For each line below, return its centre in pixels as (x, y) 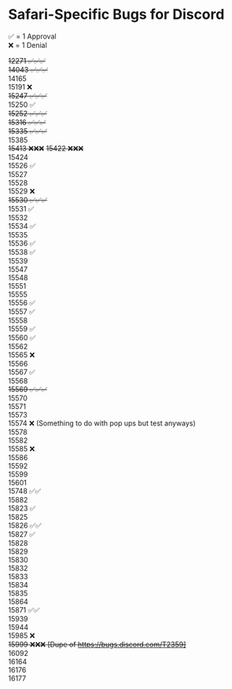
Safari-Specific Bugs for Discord (116, 15)
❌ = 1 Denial (28, 45)
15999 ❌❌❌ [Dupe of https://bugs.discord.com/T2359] (97, 644)
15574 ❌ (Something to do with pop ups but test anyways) (102, 423)
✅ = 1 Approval (32, 36)
